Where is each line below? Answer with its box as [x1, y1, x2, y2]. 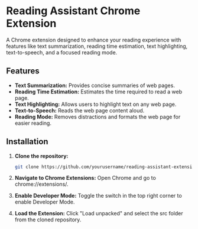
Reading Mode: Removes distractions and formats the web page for [14, 113, 181, 120]
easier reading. [14, 120, 52, 127]
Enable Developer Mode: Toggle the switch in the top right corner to [14, 192, 182, 199]
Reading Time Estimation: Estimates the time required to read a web [14, 88, 182, 95]
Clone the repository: [14, 152, 69, 159]
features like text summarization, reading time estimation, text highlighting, [6, 43, 188, 50]
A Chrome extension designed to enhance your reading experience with [6, 36, 181, 43]
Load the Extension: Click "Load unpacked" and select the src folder [14, 210, 183, 217]
